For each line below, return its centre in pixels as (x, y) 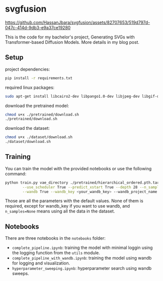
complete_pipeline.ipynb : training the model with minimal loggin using (82, 248)
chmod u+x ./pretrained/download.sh (42, 114)
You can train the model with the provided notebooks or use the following (78, 168)
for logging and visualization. (41, 263)
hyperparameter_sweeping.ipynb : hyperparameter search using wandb (82, 268)
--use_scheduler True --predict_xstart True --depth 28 (80, 187)
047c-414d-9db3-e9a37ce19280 (38, 27)
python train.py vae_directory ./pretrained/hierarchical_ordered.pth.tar (82, 183)
